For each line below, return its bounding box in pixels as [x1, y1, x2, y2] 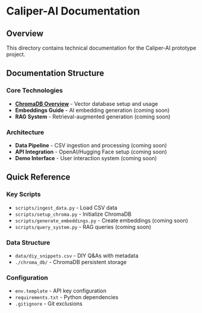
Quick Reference [6, 172, 71, 182]
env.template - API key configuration [14, 287, 107, 294]
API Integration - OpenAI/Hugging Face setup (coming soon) [14, 148, 167, 155]
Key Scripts [6, 190, 41, 199]
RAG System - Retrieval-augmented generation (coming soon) [14, 113, 171, 120]
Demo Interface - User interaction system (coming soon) [14, 154, 157, 161]
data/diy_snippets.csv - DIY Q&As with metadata [14, 252, 139, 259]
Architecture [6, 128, 45, 137]
